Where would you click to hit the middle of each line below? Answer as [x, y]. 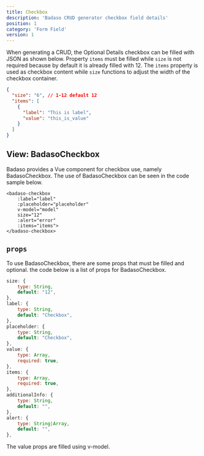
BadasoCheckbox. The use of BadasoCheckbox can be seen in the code [98, 176]
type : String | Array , [43, 423]
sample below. [25, 182]
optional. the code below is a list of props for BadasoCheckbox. [86, 269]
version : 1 [20, 35]
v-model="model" [38, 209]
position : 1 [21, 23]
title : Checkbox [27, 12]
